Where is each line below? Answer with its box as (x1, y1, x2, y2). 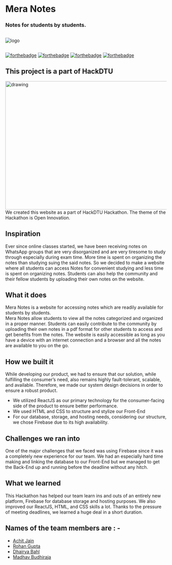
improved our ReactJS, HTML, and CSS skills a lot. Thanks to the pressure (5, 503, 162, 510)
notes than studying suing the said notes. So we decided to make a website (5, 259, 165, 266)
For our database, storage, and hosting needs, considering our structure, (12, 414, 167, 420)
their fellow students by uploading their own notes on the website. (5, 276, 145, 282)
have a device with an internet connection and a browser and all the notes (5, 337, 161, 343)
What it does (5, 291, 47, 299)
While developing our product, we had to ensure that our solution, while (5, 371, 156, 378)
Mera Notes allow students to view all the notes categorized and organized (5, 315, 163, 322)
